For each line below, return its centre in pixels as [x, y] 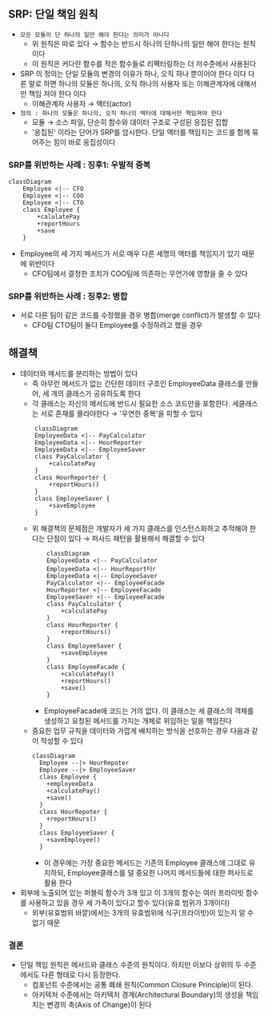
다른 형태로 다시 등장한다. [81, 975]
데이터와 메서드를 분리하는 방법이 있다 [79, 373]
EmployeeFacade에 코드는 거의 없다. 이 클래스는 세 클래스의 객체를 [149, 711]
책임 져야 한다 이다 [57, 94]
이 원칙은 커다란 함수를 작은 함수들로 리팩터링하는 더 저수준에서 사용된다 [144, 63]
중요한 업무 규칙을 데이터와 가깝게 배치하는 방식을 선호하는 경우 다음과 [141, 731]
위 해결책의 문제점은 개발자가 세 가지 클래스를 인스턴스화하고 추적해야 [140, 528]
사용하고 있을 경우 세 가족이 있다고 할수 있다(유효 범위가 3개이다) [129, 903]
